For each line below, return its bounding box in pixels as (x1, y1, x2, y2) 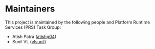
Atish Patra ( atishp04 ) (12, 34, 57, 39)
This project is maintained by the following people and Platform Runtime (5, 19, 150, 25)
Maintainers (5, 3, 55, 14)
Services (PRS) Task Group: (5, 24, 61, 30)
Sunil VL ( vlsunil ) (12, 38, 46, 44)
